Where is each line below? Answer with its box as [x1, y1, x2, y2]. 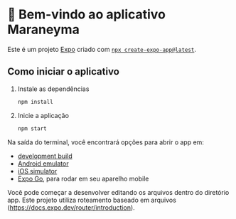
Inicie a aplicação [17, 111, 70, 119]
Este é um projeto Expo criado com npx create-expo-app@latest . [7, 45, 197, 53]
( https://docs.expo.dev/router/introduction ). [7, 203, 135, 212]
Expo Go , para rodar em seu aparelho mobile [17, 174, 149, 183]
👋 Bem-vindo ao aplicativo [7, 6, 166, 23]
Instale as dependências [17, 85, 90, 93]
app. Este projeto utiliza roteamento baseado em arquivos [7, 196, 176, 204]
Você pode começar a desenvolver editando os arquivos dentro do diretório [7, 188, 230, 196]
